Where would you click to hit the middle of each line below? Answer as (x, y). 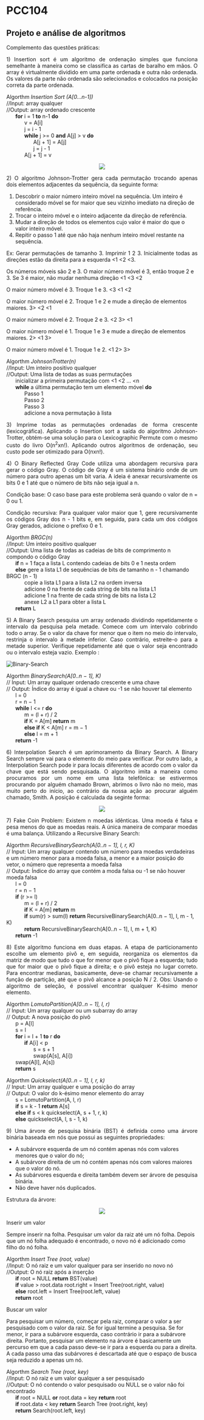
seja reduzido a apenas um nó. (45, 1360)
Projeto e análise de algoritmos (66, 33)
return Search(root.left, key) (50, 1410)
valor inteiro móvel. (39, 229)
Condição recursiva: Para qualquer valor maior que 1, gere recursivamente (102, 512)
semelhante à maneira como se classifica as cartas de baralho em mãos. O (102, 66)
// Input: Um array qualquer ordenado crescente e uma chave (83, 682)
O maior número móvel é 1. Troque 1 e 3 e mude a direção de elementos (96, 331)
